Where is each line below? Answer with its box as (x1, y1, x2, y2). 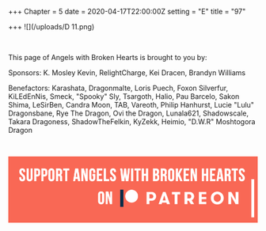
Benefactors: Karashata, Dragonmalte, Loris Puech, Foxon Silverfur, (8, 83, 228, 93)
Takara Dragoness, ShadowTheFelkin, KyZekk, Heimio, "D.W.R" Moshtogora (8, 117, 256, 126)
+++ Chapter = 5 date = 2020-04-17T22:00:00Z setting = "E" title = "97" (8, 7, 246, 16)
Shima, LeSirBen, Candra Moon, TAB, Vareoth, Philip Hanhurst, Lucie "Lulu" (8, 100, 255, 109)
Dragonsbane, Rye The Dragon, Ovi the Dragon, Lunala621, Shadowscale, (8, 108, 249, 118)
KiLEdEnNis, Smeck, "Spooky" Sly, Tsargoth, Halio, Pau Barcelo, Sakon (8, 92, 240, 101)
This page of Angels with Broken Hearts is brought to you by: (8, 53, 207, 62)
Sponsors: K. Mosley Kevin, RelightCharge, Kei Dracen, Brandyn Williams (8, 68, 246, 78)
